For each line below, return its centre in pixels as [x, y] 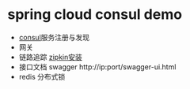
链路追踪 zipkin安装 [50, 57]
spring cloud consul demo [95, 15]
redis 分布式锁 [42, 76]
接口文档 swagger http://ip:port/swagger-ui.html [97, 67]
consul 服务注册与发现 [54, 37]
